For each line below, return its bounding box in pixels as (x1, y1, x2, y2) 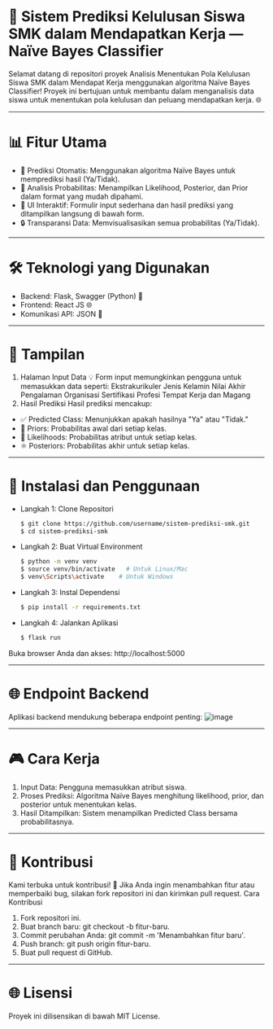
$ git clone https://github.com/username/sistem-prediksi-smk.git (19, 519, 250, 528)
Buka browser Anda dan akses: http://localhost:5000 (8, 648, 185, 658)
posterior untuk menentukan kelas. (19, 799, 137, 809)
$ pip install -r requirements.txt (19, 603, 141, 611)
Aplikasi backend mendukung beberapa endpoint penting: (8, 712, 203, 721)
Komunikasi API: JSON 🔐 (19, 309, 103, 318)
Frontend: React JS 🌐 (19, 300, 93, 309)
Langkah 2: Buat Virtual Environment (19, 541, 143, 552)
